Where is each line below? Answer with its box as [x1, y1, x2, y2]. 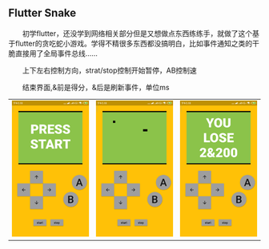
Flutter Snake [8, 6, 77, 20]
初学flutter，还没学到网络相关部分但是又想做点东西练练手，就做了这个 [22, 28, 253, 38]
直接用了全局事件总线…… [14, 48, 98, 58]
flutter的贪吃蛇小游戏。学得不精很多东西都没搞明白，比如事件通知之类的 [14, 38, 253, 48]
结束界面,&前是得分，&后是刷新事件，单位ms [22, 82, 170, 92]
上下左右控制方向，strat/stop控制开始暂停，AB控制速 [22, 65, 198, 75]
